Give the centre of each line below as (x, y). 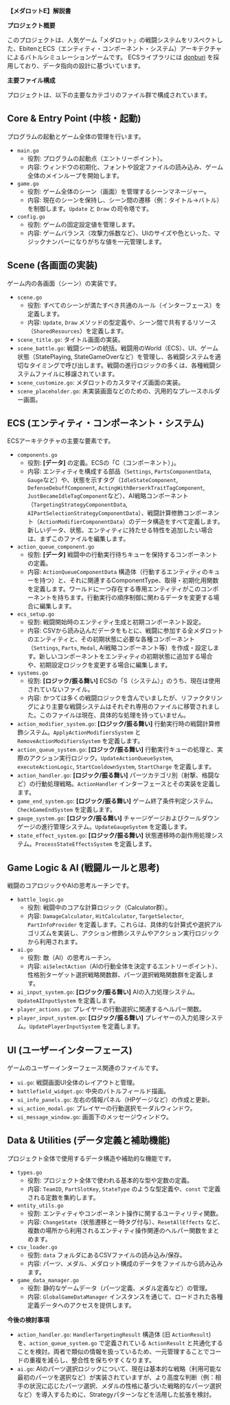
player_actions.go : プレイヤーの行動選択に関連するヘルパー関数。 (111, 1009)
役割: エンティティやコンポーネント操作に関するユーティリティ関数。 (125, 1213)
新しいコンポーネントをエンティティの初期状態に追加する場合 (126, 656)
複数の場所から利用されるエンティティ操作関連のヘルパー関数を (117, 1230)
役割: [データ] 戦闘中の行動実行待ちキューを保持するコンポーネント (123, 555)
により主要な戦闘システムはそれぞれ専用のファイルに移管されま (124, 707)
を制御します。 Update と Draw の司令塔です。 (90, 208)
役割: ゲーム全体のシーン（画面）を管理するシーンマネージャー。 (119, 191)
